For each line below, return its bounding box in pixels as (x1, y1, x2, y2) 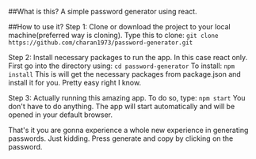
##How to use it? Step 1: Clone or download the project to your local (8, 22, 231, 31)
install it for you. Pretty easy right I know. (8, 78, 141, 87)
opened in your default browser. (8, 110, 113, 119)
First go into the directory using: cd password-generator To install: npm (8, 61, 235, 70)
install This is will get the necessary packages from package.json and (8, 70, 242, 78)
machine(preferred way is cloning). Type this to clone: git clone (8, 31, 219, 40)
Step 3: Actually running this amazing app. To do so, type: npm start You (8, 93, 246, 102)
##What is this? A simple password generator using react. (8, 7, 197, 16)
